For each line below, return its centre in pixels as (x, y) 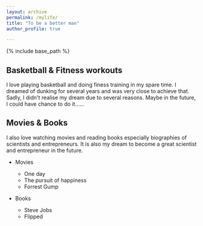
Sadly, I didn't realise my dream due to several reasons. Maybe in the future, (101, 98)
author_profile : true (34, 29)
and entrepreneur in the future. (45, 150)
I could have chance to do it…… (45, 104)
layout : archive (27, 12)
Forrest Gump (41, 186)
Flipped (34, 216)
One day (34, 173)
